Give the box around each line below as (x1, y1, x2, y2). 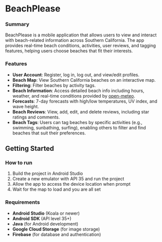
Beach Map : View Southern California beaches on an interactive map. (12, 77, 156, 83)
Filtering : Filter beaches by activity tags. (12, 82, 96, 88)
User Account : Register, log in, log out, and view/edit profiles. (12, 72, 140, 78)
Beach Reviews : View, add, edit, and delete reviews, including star (12, 109, 150, 115)
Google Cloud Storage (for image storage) (12, 226, 100, 232)
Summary (5, 21, 30, 28)
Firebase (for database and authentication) (12, 231, 101, 237)
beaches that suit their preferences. (12, 130, 86, 136)
